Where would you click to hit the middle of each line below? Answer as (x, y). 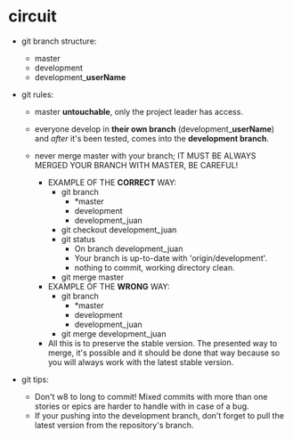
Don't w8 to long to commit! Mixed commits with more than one (151, 396)
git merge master (93, 277)
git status (78, 239)
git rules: (37, 94)
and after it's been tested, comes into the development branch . (151, 138)
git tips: (35, 379)
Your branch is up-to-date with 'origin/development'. (171, 258)
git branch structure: (59, 41)
